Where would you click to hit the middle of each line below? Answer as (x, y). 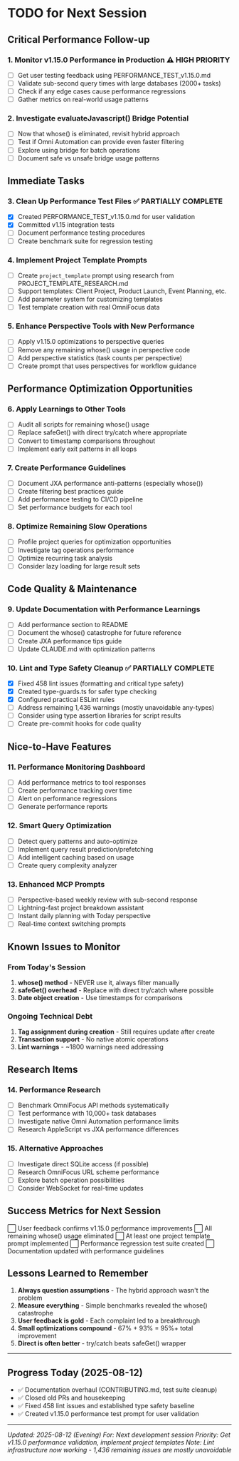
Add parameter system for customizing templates (90, 299)
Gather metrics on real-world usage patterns (83, 100)
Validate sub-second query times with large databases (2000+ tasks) (119, 83)
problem (30, 1298)
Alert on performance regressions (67, 799)
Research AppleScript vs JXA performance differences (98, 1129)
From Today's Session (47, 967)
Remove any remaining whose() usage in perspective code (104, 350)
